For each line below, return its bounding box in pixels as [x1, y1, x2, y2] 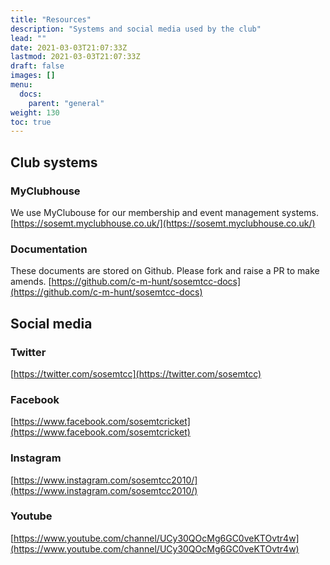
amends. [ [10, 276, 52, 288]
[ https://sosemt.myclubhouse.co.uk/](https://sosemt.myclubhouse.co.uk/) [10, 217, 316, 229]
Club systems [10, 154, 98, 171]
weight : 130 [10, 107, 60, 118]
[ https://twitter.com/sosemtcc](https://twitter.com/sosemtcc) [10, 367, 262, 380]
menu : [10, 80, 33, 90]
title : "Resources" [10, 14, 92, 25]
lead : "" [10, 33, 47, 43]
